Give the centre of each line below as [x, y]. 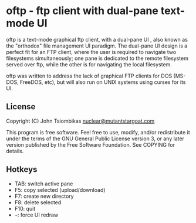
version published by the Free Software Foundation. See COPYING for [90, 144]
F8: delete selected [38, 202]
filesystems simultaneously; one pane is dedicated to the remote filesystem [97, 58]
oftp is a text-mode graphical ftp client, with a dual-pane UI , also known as [97, 39]
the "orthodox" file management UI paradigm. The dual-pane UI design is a [97, 46]
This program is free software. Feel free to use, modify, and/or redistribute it [98, 132]
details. [15, 151]
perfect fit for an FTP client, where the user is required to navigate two [91, 52]
